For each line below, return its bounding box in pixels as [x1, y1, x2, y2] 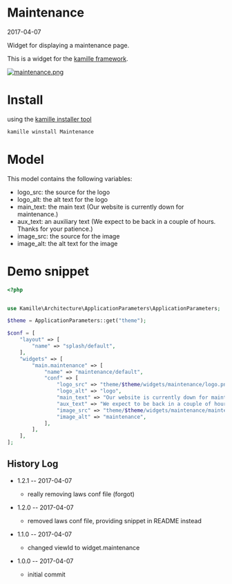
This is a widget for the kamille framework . [7, 54, 128, 63]
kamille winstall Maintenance [7, 128, 95, 135]
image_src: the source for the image [17, 232, 120, 240]
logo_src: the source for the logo [17, 188, 110, 196]
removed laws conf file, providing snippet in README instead [27, 516, 202, 525]
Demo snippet [7, 263, 90, 279]
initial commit [27, 570, 66, 578]
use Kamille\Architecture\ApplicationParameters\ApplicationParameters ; [7, 305, 221, 312]
